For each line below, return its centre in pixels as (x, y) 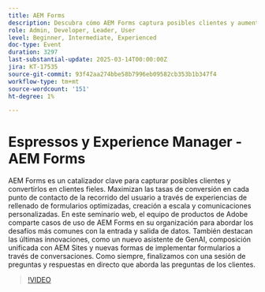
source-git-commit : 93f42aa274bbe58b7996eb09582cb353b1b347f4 (112, 74)
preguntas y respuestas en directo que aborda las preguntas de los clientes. (132, 264)
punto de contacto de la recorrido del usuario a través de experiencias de (127, 197)
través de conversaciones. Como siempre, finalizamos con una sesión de (127, 256)
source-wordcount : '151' (49, 89)
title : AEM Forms (37, 15)
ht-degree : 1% (32, 96)
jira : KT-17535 (33, 67)
